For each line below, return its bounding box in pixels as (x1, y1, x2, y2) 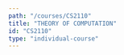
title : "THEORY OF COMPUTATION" (8, 19, 117, 27)
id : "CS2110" (8, 27, 52, 35)
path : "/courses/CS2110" (8, 11, 92, 20)
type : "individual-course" (8, 34, 99, 43)
